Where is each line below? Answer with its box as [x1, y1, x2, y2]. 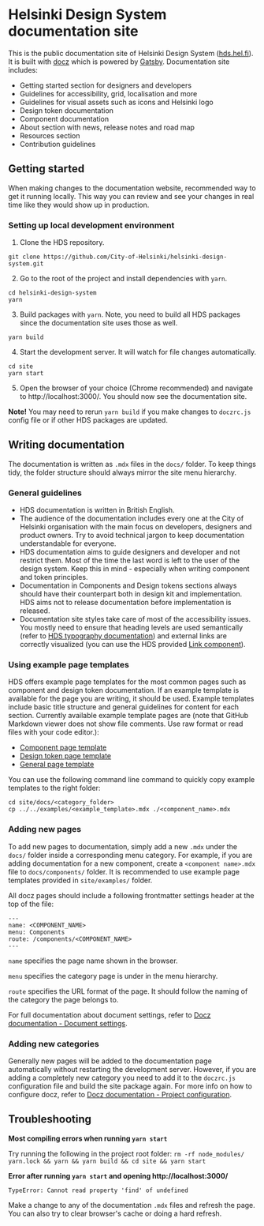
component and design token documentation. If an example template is [8, 686, 240, 695]
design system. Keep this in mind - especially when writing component [19, 564, 250, 574]
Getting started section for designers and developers [19, 81, 191, 90]
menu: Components [8, 928, 65, 936]
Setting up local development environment [8, 220, 175, 231]
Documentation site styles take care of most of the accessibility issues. [19, 615, 251, 624]
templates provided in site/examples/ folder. [8, 875, 153, 885]
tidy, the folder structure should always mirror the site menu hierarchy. [8, 468, 236, 477]
